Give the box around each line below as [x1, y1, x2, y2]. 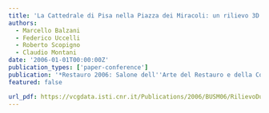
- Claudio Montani [15, 49, 78, 56]
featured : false [8, 78, 62, 86]
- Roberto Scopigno [15, 41, 81, 49]
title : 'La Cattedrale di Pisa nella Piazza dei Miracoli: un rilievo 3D [8, 11, 260, 20]
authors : [8, 19, 38, 27]
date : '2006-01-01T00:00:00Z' [8, 56, 110, 64]
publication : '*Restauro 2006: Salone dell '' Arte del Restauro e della [8, 71, 252, 79]
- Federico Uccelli [15, 33, 81, 42]
